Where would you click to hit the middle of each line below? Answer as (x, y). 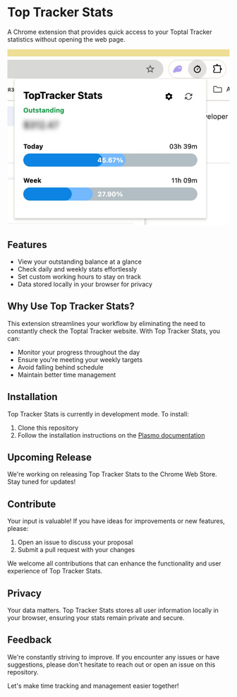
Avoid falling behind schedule (60, 367)
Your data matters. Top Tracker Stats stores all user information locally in (113, 610)
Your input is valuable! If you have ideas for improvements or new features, (116, 521)
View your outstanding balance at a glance (80, 262)
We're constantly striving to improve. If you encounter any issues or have (114, 657)
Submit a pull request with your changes (76, 550)
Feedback (30, 640)
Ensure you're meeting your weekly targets (80, 359)
